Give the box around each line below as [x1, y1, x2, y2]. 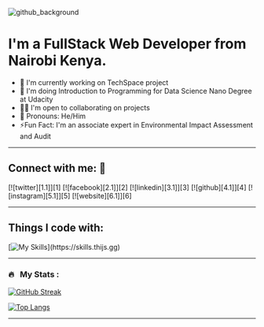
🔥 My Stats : [8, 269, 60, 280]
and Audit [19, 131, 51, 141]
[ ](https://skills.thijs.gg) [8, 242, 120, 251]
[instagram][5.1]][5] [8, 191, 71, 200]
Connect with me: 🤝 [8, 162, 106, 175]
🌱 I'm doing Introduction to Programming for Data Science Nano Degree [19, 86, 253, 95]
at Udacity [19, 95, 53, 104]
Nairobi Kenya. [8, 52, 107, 70]
